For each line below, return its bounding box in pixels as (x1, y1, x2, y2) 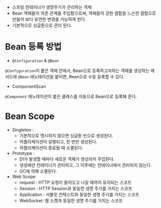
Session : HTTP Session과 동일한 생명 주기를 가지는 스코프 (19, 185, 132, 191)
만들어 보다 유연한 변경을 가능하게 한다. (12, 17, 87, 22)
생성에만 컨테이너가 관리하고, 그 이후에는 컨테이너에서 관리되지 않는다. (19, 162, 152, 168)
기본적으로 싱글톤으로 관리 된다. (12, 22, 72, 28)
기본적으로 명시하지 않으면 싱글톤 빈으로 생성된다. (19, 133, 113, 139)
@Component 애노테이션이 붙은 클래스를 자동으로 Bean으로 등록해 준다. (5, 93, 137, 99)
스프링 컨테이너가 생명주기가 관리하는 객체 (12, 4, 92, 10)
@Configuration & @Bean (12, 57, 59, 63)
